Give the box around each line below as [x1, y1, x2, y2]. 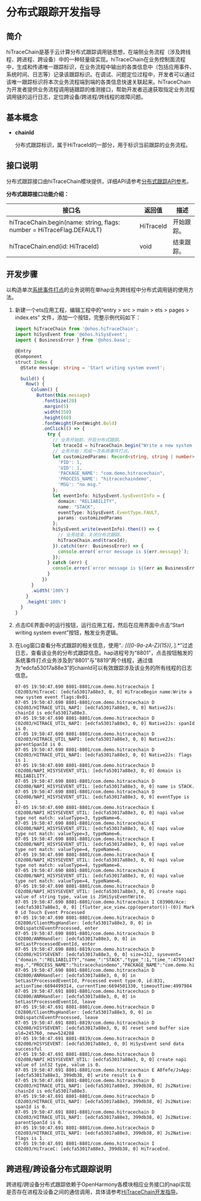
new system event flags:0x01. [14, 694, 91, 700]
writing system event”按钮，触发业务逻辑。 [14, 629, 121, 636]
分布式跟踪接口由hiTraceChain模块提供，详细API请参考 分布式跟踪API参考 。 [6, 178, 192, 185]
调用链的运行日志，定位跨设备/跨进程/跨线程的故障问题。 [6, 94, 147, 100]
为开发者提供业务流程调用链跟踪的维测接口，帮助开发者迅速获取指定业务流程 [6, 86, 195, 93]
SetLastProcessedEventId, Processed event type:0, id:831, [14, 978, 166, 984]
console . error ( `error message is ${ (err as [53, 565, 163, 571]
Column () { [31, 387, 59, 393]
